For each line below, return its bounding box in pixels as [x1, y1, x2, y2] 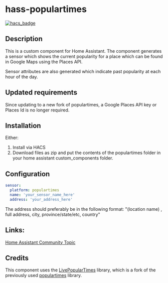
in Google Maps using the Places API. [5, 59, 83, 65]
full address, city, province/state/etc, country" [5, 211, 100, 217]
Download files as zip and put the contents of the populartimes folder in [12, 150, 161, 156]
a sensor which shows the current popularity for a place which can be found [5, 53, 163, 59]
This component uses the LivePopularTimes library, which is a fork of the [5, 267, 156, 273]
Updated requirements [5, 88, 78, 97]
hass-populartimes [5, 4, 87, 15]
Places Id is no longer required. [5, 107, 70, 113]
